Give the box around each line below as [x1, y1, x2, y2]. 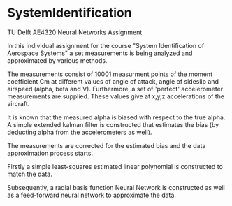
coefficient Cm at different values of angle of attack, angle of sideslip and [7, 77, 219, 85]
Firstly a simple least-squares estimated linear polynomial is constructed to [7, 162, 224, 170]
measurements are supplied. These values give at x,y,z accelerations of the [7, 92, 225, 101]
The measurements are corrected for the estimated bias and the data [7, 141, 206, 149]
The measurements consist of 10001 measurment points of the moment [7, 70, 213, 78]
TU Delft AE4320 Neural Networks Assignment [7, 28, 143, 36]
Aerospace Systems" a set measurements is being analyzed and [7, 49, 193, 57]
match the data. [7, 170, 52, 178]
